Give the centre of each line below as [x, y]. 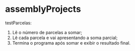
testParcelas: [19, 23]
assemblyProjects [43, 9]
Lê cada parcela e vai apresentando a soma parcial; [65, 38]
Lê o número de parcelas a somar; [47, 32]
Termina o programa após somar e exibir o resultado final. [71, 43]
